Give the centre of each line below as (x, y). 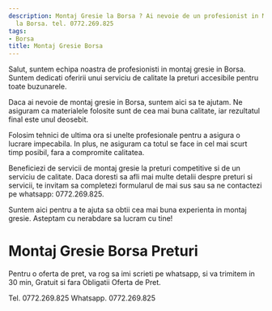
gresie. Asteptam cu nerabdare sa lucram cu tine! (91, 218)
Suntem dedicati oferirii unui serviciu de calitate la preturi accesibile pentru (134, 78)
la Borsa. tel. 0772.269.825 (65, 24)
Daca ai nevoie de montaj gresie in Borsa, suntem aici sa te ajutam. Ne (125, 102)
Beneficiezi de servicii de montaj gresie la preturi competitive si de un (125, 168)
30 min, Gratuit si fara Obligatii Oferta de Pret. (85, 283)
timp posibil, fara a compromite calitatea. (76, 153)
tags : (17, 31)
